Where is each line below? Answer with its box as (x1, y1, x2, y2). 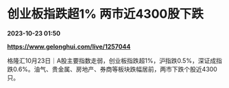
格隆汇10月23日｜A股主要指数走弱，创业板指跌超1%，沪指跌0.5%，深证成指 (7, 56, 223, 65)
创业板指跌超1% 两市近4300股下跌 (7, 6, 204, 22)
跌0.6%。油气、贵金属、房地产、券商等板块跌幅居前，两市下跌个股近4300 (7, 65, 217, 73)
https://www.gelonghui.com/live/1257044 (7, 42, 131, 50)
